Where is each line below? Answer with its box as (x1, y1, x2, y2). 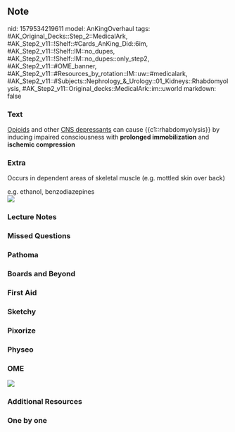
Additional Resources (7, 397, 82, 406)
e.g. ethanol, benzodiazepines (7, 187, 95, 196)
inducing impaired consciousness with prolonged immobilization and (7, 133, 210, 142)
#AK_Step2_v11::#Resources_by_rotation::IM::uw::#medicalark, (7, 69, 188, 78)
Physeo (7, 345, 34, 354)
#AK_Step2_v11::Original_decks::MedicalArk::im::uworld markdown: (22, 84, 217, 92)
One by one (7, 415, 48, 425)
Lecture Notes (7, 212, 57, 222)
